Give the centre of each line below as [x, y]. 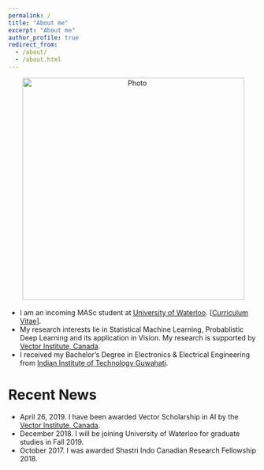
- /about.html [38, 60]
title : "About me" [38, 23]
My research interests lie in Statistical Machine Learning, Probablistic [132, 329]
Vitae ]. [30, 321]
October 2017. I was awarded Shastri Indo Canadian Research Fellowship [138, 450]
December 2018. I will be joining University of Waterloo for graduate [130, 433]
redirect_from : [33, 45]
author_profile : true [44, 38]
